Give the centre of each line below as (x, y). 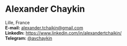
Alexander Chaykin (45, 9)
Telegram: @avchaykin (29, 38)
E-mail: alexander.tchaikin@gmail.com (44, 27)
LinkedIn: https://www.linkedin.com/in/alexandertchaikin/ (63, 33)
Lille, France (17, 23)
